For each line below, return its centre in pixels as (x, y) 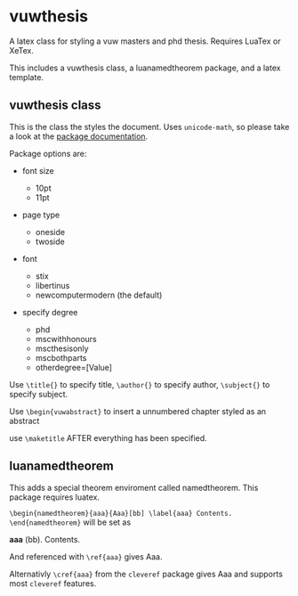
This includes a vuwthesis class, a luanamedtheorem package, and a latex (145, 68)
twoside (50, 241)
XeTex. (21, 50)
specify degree (50, 312)
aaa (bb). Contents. (45, 539)
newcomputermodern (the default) (99, 295)
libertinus (52, 285)
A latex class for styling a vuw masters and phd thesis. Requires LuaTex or (145, 41)
